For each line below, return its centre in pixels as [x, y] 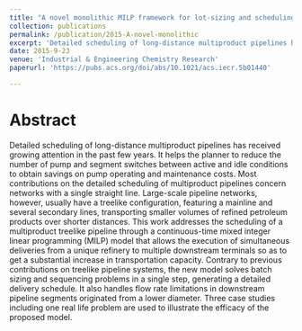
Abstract [43, 120]
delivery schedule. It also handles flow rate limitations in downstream [137, 288]
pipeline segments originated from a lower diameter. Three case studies [142, 298]
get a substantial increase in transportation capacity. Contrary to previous [146, 259]
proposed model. [41, 317]
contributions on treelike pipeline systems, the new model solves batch [141, 269]
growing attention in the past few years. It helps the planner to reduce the [145, 155]
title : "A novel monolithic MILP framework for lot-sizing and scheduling [152, 18]
